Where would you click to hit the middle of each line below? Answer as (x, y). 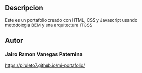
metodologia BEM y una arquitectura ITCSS (49, 25)
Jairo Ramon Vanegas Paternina (44, 54)
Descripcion (24, 8)
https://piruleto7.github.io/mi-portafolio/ (45, 65)
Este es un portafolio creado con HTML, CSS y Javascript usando (71, 20)
